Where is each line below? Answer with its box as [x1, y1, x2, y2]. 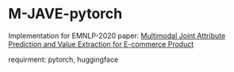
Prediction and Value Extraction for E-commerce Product [8, 39, 194, 48]
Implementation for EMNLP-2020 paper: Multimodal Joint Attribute [8, 31, 226, 40]
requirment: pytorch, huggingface [8, 55, 119, 64]
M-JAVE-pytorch [8, 5, 123, 23]
